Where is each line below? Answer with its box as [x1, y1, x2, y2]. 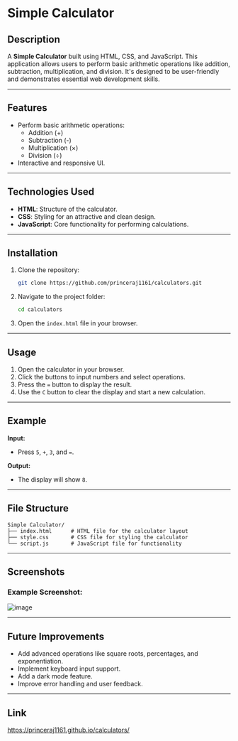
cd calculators [17, 306, 63, 313]
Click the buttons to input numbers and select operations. [17, 373, 186, 381]
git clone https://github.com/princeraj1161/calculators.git [17, 279, 203, 287]
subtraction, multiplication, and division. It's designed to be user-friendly [7, 67, 220, 75]
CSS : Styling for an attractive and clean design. [17, 212, 156, 221]
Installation [7, 247, 58, 259]
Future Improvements [7, 630, 105, 642]
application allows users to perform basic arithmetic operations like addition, [7, 60, 230, 68]
